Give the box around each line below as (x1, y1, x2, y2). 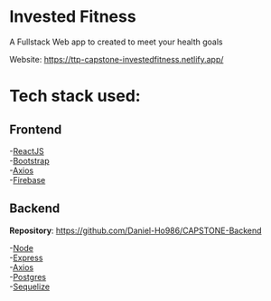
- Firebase (9, 174, 46, 185)
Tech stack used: (9, 86, 142, 106)
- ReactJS (9, 145, 44, 156)
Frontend (9, 121, 62, 137)
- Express (9, 252, 43, 263)
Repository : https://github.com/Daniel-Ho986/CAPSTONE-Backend (9, 225, 262, 236)
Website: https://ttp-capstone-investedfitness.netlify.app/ (9, 53, 224, 64)
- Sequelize (9, 281, 51, 292)
